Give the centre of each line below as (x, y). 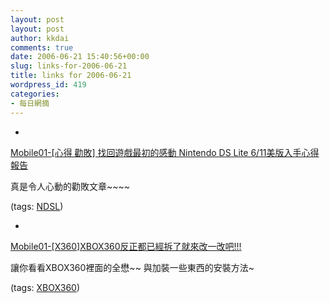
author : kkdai (40, 38)
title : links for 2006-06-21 (71, 76)
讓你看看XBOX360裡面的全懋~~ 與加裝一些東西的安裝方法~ (132, 267)
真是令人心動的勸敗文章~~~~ (70, 186)
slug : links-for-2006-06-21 (69, 66)
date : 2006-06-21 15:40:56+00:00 (80, 57)
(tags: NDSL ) (37, 206)
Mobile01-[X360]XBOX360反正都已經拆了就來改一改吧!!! (126, 246)
